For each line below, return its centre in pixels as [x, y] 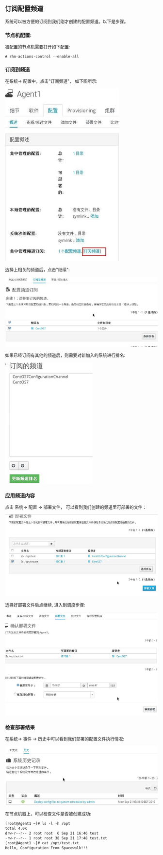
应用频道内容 [20, 495]
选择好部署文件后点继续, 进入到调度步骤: [45, 605]
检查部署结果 [20, 727]
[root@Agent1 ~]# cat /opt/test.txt [42, 843]
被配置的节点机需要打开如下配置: [38, 47]
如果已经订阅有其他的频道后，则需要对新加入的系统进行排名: [65, 355]
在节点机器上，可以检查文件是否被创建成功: [48, 814]
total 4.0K [16, 828]
